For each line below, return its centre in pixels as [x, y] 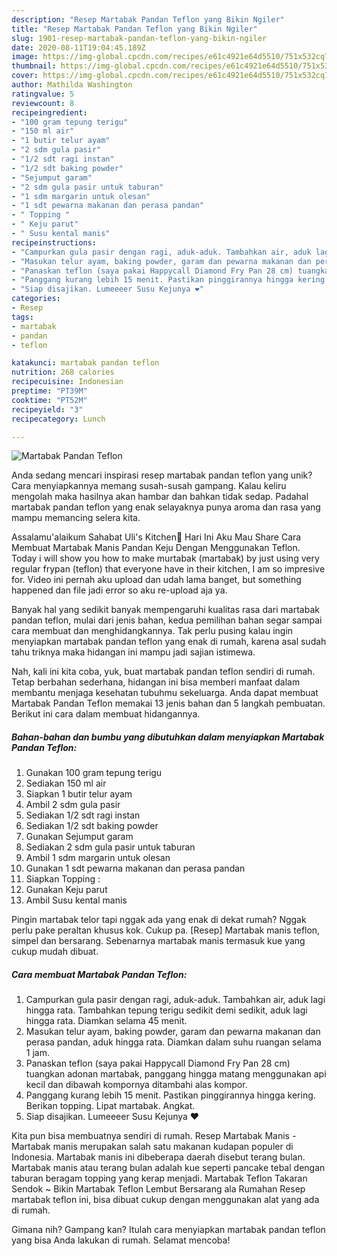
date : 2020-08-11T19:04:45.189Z [78, 47]
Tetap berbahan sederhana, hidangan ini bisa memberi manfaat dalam [156, 682]
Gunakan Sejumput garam [79, 837]
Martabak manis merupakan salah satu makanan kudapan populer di [152, 1147]
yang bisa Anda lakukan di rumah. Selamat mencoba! [121, 1240]
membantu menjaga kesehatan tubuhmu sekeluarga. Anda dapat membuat [165, 693]
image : [25, 57]
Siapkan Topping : [63, 879]
